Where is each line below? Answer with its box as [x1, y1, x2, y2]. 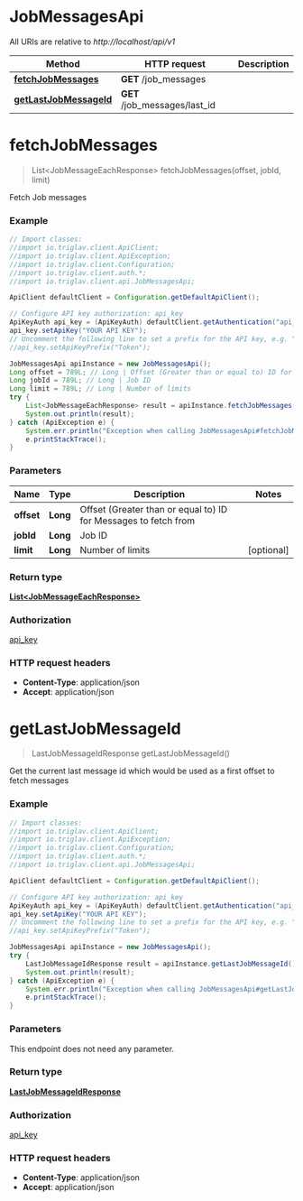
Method [45, 57, 80, 69]
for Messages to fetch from [79, 514, 196, 527]
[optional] [247, 543, 289, 556]
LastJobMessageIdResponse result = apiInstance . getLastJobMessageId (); [25, 959, 300, 968]
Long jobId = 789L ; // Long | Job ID [9, 376, 151, 385]
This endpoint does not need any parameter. [9, 1043, 174, 1054]
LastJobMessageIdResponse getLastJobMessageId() [31, 748, 230, 759]
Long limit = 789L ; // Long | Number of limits [9, 384, 192, 393]
